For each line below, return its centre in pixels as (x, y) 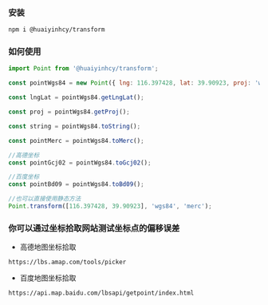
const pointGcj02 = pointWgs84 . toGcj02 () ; (80, 162)
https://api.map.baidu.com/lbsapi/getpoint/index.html (101, 293)
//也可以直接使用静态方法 (45, 199)
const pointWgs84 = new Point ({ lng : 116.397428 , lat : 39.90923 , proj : (130, 83)
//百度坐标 (24, 177)
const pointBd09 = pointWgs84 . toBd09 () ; (77, 184)
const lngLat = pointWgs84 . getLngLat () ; (77, 97)
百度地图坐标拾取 (48, 278)
